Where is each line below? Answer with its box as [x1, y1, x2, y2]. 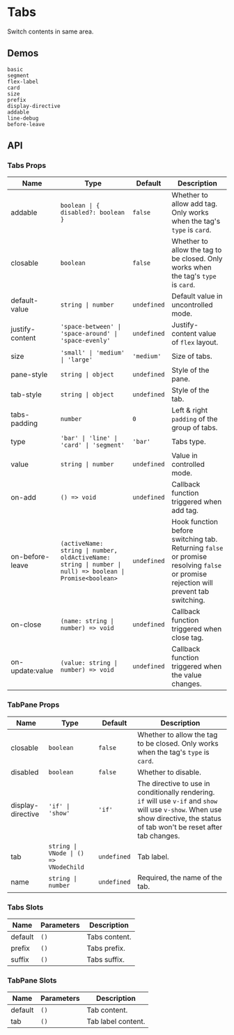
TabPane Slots [7, 975, 57, 985]
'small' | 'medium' [60, 349, 125, 357]
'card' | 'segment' [60, 441, 125, 450]
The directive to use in [136, 779, 210, 788]
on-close [10, 620, 42, 629]
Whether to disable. [136, 767, 202, 777]
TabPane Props [7, 700, 60, 710]
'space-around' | [60, 330, 118, 338]
